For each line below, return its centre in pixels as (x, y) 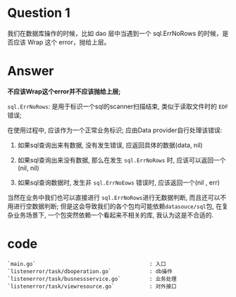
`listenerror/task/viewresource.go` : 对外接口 (92, 286)
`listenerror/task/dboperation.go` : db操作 (90, 271)
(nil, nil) (29, 168)
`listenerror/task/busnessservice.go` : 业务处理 (92, 279)
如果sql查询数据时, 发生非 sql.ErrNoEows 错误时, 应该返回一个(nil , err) (119, 182)
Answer (31, 71)
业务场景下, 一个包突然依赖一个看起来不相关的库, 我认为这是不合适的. (113, 215)
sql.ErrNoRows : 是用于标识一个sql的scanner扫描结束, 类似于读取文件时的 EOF (118, 106)
